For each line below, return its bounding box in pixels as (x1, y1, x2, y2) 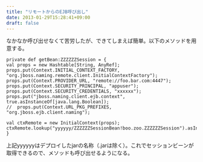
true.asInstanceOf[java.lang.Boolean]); (6, 99, 110, 105)
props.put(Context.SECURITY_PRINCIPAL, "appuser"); (6, 83, 139, 89)
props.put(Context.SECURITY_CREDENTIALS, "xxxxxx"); (6, 89, 142, 95)
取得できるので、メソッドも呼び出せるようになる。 (6, 149, 134, 157)
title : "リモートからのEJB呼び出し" (6, 8, 89, 15)
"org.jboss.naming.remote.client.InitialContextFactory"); (6, 73, 158, 79)
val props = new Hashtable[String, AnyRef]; (6, 62, 120, 68)
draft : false (6, 20, 39, 26)
